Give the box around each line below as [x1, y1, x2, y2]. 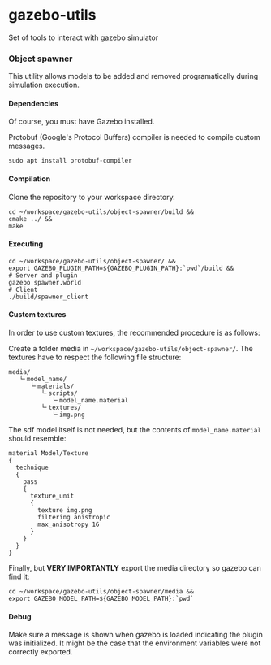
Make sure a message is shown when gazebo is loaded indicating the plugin [8, 630, 264, 640]
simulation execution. [8, 80, 80, 90]
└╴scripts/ [41, 389, 79, 398]
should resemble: [8, 433, 67, 444]
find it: [8, 572, 30, 582]
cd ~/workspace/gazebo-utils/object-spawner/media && [8, 588, 195, 596]
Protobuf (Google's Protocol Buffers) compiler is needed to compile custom [8, 133, 261, 142]
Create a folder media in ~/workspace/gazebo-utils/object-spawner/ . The [8, 344, 253, 354]
